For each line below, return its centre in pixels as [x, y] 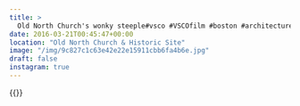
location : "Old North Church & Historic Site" [97, 42]
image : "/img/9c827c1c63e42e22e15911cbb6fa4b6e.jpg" [109, 51]
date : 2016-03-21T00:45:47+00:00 [71, 34]
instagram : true [39, 68]
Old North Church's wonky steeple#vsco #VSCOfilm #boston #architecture [155, 26]
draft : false [33, 59]
